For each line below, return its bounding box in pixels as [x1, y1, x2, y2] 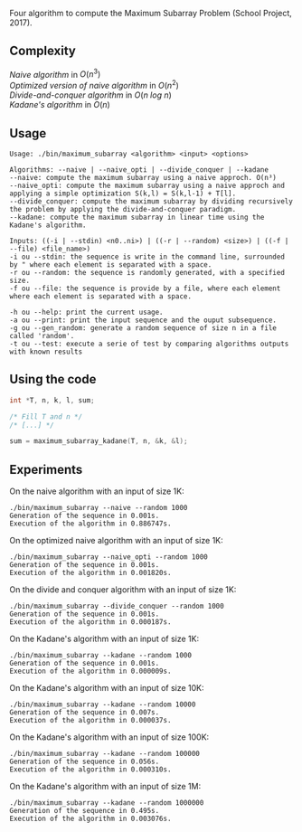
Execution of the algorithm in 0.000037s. [9, 716, 172, 725]
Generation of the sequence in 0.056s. [9, 757, 160, 767]
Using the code [9, 372, 97, 387]
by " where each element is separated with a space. [9, 260, 212, 269]
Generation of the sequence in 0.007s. [9, 708, 160, 717]
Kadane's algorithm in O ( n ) [9, 99, 110, 110]
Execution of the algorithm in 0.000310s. [9, 765, 172, 774]
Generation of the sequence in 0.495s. [9, 807, 160, 816]
